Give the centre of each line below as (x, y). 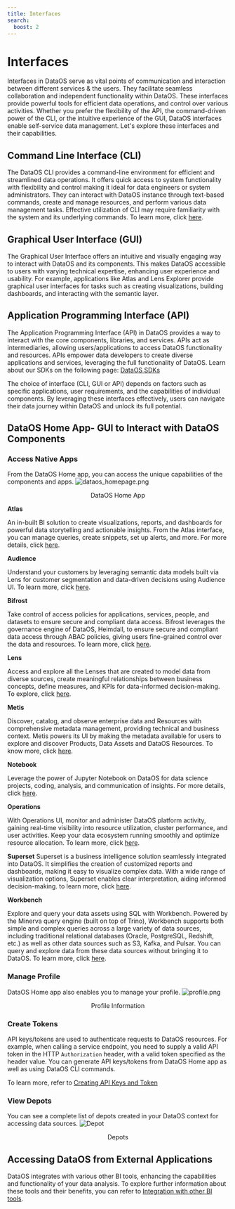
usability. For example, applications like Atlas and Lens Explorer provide (110, 278)
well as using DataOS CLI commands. (61, 1069)
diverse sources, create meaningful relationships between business (105, 679)
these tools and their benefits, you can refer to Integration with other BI (110, 1191)
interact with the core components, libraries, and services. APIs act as (108, 340)
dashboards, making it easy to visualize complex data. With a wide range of (116, 872)
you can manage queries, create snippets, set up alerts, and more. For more (117, 538)
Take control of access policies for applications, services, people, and (108, 614)
